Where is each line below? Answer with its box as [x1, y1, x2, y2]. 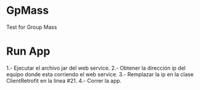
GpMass [6, 4, 49, 17]
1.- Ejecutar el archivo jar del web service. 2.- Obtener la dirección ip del [6, 64, 186, 71]
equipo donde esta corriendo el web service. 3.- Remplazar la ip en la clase [6, 70, 194, 78]
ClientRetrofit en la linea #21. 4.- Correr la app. [6, 77, 122, 84]
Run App [6, 44, 51, 58]
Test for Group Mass [6, 23, 57, 31]
